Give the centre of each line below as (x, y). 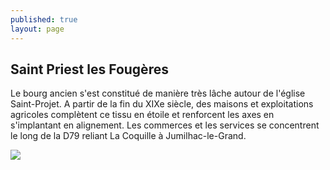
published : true (44, 19)
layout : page (37, 29)
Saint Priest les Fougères (89, 69)
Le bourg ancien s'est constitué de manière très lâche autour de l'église (158, 93)
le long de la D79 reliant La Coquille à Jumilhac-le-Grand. (128, 136)
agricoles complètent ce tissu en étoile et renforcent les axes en (142, 115)
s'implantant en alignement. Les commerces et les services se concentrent (165, 125)
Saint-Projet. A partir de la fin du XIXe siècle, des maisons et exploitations (162, 104)
